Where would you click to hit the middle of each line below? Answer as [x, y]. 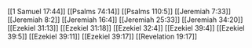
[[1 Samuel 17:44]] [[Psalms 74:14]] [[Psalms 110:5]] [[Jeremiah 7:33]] [119, 11]
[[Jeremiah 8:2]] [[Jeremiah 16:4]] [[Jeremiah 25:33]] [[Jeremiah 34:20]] [125, 20]
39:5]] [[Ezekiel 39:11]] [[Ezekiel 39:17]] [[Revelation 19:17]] [102, 36]
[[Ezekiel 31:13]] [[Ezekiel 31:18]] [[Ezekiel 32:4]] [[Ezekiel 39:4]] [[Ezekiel [126, 28]
